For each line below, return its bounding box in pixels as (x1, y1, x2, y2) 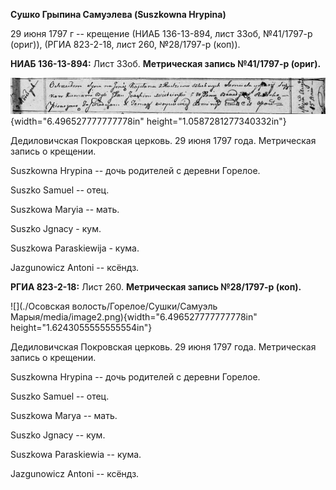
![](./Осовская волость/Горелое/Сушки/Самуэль (10, 300, 218, 312)
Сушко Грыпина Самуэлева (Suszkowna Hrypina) (10, 9, 227, 20)
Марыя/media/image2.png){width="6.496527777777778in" (10, 310, 258, 323)
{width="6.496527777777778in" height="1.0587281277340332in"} (10, 115, 287, 127)
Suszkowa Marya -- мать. (10, 409, 118, 421)
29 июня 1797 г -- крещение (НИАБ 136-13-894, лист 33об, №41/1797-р (10, 28, 313, 39)
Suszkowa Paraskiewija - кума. (10, 242, 140, 254)
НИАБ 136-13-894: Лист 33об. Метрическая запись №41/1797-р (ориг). (10, 58, 322, 69)
